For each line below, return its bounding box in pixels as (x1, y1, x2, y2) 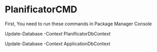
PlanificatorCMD (5, 4, 78, 15)
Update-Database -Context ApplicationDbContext (5, 40, 111, 47)
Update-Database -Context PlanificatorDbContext (5, 30, 111, 37)
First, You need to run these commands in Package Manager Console (5, 21, 152, 27)
